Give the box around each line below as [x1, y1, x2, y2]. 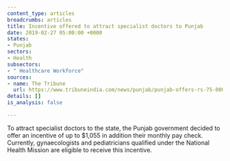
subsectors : [7, 61, 41, 68]
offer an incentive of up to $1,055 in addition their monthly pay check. [7, 131, 203, 139]
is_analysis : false [7, 99, 63, 106]
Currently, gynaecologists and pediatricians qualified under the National [7, 138, 210, 147]
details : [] [7, 93, 41, 100]
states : [7, 36, 29, 42]
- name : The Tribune [7, 80, 66, 87]
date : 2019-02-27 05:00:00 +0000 [7, 29, 103, 36]
